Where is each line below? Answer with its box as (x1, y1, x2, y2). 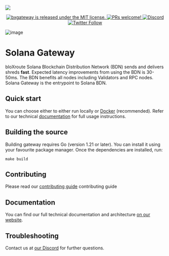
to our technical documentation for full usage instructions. (5, 113, 126, 119)
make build (5, 157, 28, 162)
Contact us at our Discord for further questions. (5, 245, 105, 251)
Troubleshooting (5, 231, 59, 240)
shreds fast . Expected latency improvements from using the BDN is (5, 69, 146, 75)
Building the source (5, 128, 68, 136)
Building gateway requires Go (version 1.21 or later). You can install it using (5, 141, 161, 147)
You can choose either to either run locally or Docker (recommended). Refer (5, 108, 164, 114)
